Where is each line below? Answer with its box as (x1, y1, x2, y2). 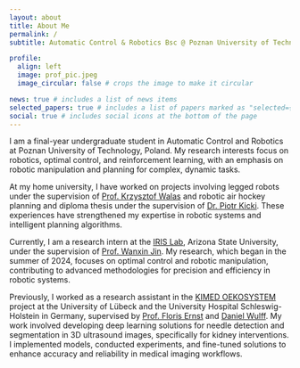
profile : (9, 54, 42, 63)
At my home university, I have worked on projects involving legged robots (9, 182, 279, 192)
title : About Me (9, 21, 70, 30)
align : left (17, 62, 62, 71)
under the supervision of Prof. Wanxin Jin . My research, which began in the (9, 246, 287, 257)
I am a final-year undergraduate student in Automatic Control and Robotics (9, 135, 284, 147)
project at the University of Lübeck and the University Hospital (9, 301, 239, 312)
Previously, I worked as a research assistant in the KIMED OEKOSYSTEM (9, 291, 277, 303)
